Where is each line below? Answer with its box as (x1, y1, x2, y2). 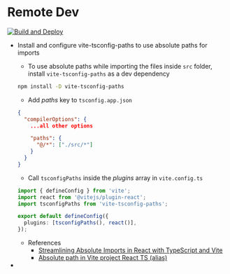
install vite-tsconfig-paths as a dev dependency (27, 69, 170, 78)
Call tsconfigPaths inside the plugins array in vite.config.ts (27, 173, 203, 182)
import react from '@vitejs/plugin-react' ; (17, 193, 147, 200)
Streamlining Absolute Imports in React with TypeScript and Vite (38, 246, 223, 254)
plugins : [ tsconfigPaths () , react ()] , (24, 219, 137, 226)
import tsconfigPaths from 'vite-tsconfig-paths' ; (17, 200, 168, 207)
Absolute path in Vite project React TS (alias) (38, 254, 168, 262)
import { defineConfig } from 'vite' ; (17, 187, 131, 194)
